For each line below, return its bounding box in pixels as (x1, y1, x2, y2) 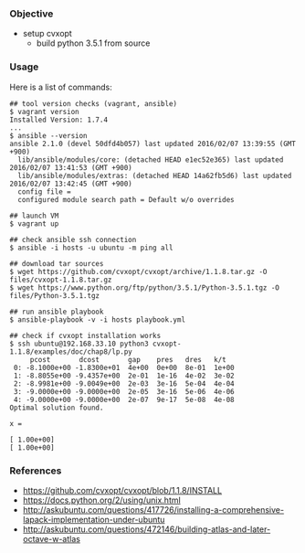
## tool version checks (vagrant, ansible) (9, 99, 178, 108)
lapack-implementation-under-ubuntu (22, 514, 165, 525)
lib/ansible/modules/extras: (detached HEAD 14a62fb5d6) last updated (17, 171, 292, 180)
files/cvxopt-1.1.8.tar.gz (9, 275, 112, 284)
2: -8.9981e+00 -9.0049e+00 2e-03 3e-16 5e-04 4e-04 (13, 378, 235, 388)
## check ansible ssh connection (9, 235, 137, 244)
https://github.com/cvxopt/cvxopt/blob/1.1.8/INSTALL (22, 484, 222, 495)
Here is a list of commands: (9, 81, 112, 92)
